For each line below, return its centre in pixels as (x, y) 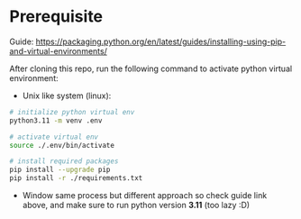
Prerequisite (56, 17)
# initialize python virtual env (72, 112)
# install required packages (64, 161)
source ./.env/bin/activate (62, 145)
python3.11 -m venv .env (56, 120)
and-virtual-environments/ (59, 50)
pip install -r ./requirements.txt (76, 178)
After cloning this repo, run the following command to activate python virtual (151, 68)
